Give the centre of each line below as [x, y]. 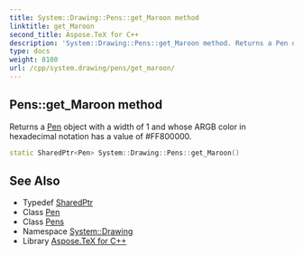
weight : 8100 [34, 60]
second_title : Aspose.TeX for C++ [74, 34]
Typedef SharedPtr [58, 203]
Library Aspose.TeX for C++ [74, 241]
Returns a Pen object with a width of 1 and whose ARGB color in [128, 127]
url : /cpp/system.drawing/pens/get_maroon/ [92, 69]
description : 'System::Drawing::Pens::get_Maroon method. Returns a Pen [149, 43]
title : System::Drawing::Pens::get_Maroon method [105, 18]
